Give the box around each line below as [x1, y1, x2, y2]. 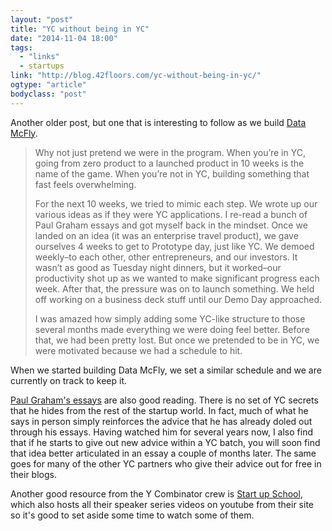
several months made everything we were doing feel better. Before [34, 323, 310, 335]
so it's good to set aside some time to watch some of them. [10, 509, 255, 521]
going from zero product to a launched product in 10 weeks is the [34, 157, 305, 169]
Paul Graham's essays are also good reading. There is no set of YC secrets [10, 394, 319, 406]
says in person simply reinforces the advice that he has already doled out [10, 415, 313, 427]
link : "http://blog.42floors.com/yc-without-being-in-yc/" [10, 71, 262, 81]
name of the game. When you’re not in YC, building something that [34, 167, 310, 180]
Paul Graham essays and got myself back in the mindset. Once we [34, 219, 308, 231]
